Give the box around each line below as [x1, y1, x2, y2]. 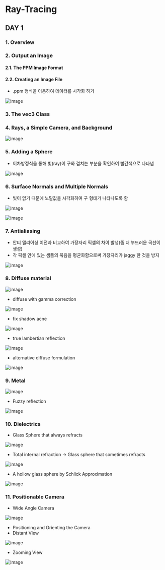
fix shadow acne [12, 315, 47, 322]
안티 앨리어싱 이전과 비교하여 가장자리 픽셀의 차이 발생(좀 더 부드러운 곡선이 [12, 239, 161, 245]
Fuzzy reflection [12, 398, 46, 404]
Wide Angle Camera [12, 505, 54, 511]
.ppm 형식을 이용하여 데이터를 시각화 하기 [12, 88, 95, 94]
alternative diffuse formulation [12, 354, 75, 361]
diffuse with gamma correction [12, 296, 76, 302]
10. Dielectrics [5, 420, 41, 427]
